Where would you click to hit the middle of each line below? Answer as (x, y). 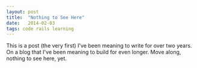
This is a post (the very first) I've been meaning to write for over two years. (99, 46)
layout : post (23, 12)
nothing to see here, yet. (37, 58)
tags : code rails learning (40, 29)
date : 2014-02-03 (31, 23)
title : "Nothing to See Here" (45, 17)
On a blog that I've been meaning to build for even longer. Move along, (94, 52)
